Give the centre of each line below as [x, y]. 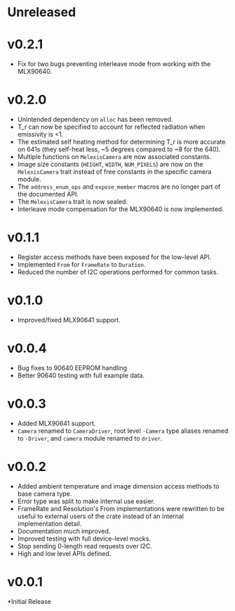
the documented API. [48, 194]
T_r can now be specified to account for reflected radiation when [111, 127]
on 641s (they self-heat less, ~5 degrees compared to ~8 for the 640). [119, 149]
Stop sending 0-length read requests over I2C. [85, 546]
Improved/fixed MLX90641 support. [69, 320]
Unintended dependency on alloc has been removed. [95, 120]
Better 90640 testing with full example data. [81, 375]
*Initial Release [29, 601]
